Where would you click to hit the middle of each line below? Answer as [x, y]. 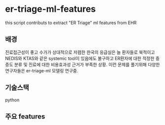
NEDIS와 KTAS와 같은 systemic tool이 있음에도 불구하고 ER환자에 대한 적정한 [80, 58]
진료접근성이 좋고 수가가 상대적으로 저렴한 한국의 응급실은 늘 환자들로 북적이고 [80, 52]
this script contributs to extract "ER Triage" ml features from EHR [71, 23]
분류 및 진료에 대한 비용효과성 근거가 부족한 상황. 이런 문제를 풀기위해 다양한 [87, 64]
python [12, 100]
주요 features [25, 116]
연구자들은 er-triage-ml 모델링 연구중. [42, 70]
